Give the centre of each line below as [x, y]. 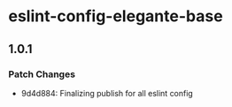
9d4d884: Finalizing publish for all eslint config [107, 93]
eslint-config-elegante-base [116, 16]
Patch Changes [42, 74]
